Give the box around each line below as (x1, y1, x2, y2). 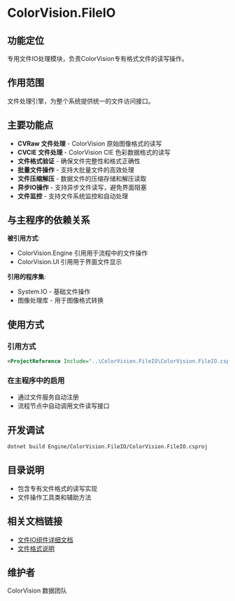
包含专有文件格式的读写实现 (17, 484, 98, 492)
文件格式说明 (17, 544, 55, 553)
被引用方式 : (7, 234, 41, 242)
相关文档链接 (7, 516, 63, 527)
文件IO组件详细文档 (17, 535, 73, 544)
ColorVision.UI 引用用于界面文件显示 (17, 258, 122, 266)
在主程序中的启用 (7, 375, 65, 385)
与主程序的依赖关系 (7, 214, 90, 226)
